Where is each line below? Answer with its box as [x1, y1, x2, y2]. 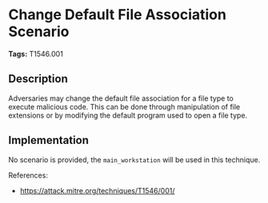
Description [8, 72, 68, 86]
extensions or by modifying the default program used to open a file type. [8, 110, 248, 120]
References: [8, 170, 48, 180]
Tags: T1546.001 [8, 49, 64, 58]
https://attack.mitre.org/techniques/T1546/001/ [19, 185, 175, 195]
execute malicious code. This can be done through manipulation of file [8, 101, 241, 111]
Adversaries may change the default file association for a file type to [8, 94, 234, 103]
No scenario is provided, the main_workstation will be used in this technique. [8, 154, 261, 165]
